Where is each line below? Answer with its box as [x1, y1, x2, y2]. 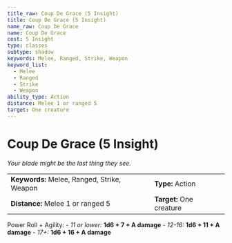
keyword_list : [7, 61, 48, 68]
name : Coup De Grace [7, 29, 67, 37]
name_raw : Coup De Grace [7, 23, 79, 30]
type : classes [7, 42, 48, 49]
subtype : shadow [7, 49, 54, 56]
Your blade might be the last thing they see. [7, 159, 131, 167]
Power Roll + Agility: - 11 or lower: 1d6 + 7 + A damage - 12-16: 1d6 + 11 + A [7, 220, 220, 229]
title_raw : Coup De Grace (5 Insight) [7, 10, 119, 17]
